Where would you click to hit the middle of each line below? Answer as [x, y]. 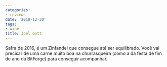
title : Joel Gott [24, 33]
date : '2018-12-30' [26, 19]
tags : [11, 24]
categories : [18, 10]
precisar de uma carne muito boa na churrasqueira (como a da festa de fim [83, 53]
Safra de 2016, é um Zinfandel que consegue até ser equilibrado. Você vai [82, 48]
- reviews [16, 15]
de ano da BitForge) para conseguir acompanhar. [56, 59]
